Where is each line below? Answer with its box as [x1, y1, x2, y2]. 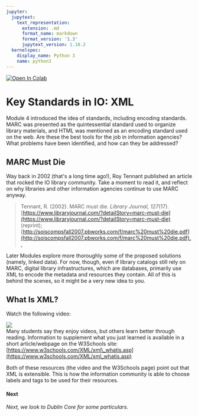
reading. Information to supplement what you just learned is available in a [6, 334, 184, 341]
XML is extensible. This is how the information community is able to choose [6, 370, 190, 378]
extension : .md [21, 25, 60, 31]
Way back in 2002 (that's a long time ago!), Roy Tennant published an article [6, 173, 193, 180]
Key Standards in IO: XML [6, 95, 134, 108]
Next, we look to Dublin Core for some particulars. [6, 404, 129, 411]
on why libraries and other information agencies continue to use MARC [6, 185, 179, 192]
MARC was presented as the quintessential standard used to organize [6, 121, 176, 128]
